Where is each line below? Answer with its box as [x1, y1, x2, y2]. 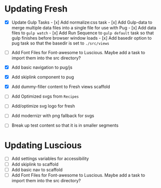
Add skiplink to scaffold [11, 161, 59, 167]
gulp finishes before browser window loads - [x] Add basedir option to [11, 35, 152, 41]
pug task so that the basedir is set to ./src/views [11, 40, 110, 46]
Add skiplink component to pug [11, 74, 74, 80]
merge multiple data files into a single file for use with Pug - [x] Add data [11, 25, 157, 30]
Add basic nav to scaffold [11, 167, 63, 173]
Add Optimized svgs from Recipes [11, 93, 79, 100]
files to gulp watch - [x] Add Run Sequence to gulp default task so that [11, 30, 154, 36]
